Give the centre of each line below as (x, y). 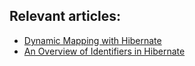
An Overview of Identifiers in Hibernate (104, 51)
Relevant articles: (65, 16)
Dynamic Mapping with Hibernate (92, 40)
